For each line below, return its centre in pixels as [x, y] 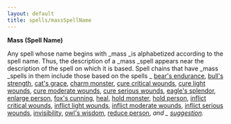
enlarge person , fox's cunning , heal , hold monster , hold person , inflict [107, 98]
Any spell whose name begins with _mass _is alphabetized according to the [115, 54]
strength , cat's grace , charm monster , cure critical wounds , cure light [106, 83]
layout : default [31, 14]
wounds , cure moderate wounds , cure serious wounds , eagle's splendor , [112, 91]
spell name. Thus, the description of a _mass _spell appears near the [106, 61]
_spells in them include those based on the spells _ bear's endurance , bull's [115, 76]
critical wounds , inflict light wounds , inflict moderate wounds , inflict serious [115, 105]
